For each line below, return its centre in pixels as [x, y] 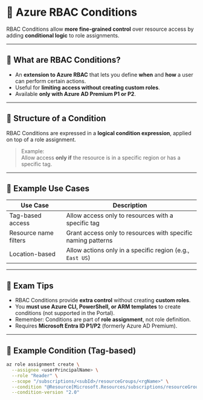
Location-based [32, 254]
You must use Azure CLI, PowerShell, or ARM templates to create [98, 306]
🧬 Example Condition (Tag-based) [71, 350]
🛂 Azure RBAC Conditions [72, 12]
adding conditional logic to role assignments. [63, 35]
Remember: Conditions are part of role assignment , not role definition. [103, 320]
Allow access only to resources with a [120, 215]
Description [130, 206]
